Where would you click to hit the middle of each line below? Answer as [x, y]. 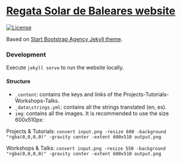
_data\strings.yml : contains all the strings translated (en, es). [91, 107]
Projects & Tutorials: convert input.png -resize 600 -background [86, 131]
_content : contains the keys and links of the [68, 94]
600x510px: [29, 120]
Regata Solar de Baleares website [91, 11]
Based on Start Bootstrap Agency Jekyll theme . [64, 39]
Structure [18, 81]
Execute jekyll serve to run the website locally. [65, 67]
